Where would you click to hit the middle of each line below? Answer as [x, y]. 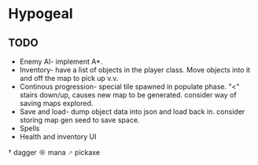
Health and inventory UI [58, 137]
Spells [29, 128]
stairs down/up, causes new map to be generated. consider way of [128, 95]
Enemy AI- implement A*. [61, 61]
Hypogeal [41, 14]
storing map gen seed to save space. [79, 120]
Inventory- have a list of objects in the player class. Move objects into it [135, 70]
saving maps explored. [56, 103]
